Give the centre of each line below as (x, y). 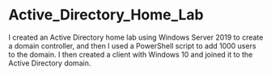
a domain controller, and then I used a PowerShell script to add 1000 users (132, 45)
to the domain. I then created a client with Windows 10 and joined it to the (131, 54)
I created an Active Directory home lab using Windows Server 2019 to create (136, 37)
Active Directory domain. (50, 63)
